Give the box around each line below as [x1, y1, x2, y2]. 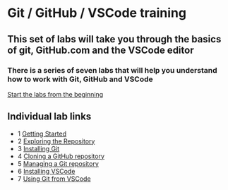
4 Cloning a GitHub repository [17, 152, 104, 160]
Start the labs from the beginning [7, 90, 104, 98]
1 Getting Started [17, 129, 67, 138]
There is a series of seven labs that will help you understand [7, 65, 217, 75]
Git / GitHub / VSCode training [7, 5, 187, 21]
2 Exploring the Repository [17, 136, 95, 146]
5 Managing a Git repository [17, 159, 99, 167]
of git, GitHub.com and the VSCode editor [7, 44, 194, 56]
